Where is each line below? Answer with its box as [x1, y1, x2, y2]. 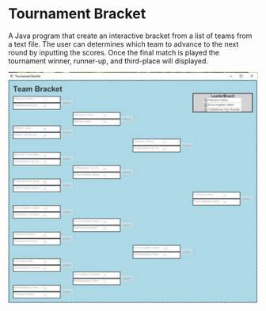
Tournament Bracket [8, 5, 146, 23]
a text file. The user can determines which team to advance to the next [8, 39, 239, 48]
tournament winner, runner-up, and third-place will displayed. [8, 56, 208, 66]
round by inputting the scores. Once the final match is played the [8, 47, 220, 57]
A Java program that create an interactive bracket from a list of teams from [8, 31, 253, 40]
